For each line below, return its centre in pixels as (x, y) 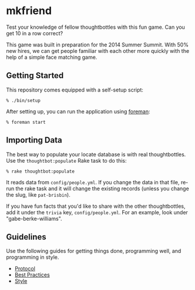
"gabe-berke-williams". (34, 218)
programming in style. (33, 257)
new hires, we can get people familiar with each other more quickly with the (98, 50)
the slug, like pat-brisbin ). (38, 194)
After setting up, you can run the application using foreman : (78, 111)
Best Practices (32, 275)
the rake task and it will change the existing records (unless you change (102, 188)
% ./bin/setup (23, 100)
